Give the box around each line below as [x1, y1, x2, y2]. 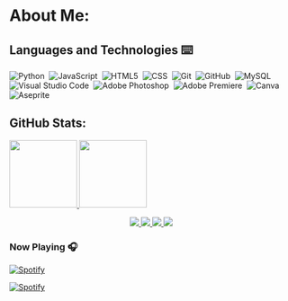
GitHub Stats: [9, 116, 87, 131]
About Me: [9, 5, 90, 26]
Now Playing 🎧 [9, 240, 78, 252]
